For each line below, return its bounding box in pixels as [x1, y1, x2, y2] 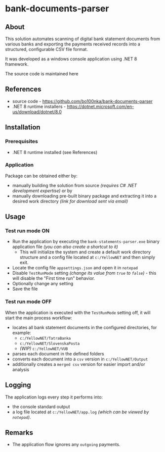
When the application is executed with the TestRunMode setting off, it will [5, 309, 151, 315]
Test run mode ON [5, 227, 50, 234]
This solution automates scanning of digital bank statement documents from [5, 36, 161, 42]
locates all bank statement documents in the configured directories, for [12, 324, 157, 330]
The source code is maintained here [5, 71, 79, 77]
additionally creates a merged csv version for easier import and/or [12, 361, 145, 367]
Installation [5, 123, 41, 132]
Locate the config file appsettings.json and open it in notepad [12, 265, 138, 271]
